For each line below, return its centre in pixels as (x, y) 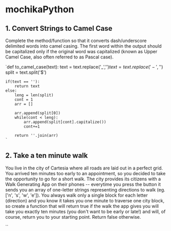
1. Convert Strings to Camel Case (59, 28)
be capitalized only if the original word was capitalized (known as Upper (81, 51)
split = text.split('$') (26, 72)
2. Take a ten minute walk (47, 155)
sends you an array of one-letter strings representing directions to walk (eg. (85, 190)
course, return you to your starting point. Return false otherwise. (73, 217)
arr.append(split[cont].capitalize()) (65, 122)
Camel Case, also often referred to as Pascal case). (59, 57)
